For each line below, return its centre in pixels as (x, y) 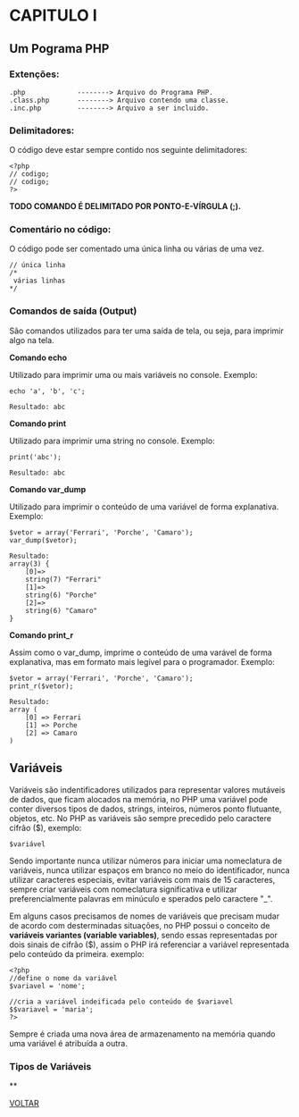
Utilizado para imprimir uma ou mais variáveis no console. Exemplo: (133, 374)
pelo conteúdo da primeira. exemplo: (77, 953)
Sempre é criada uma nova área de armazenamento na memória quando (142, 1034)
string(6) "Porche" (62, 595)
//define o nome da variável (63, 978)
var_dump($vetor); (43, 540)
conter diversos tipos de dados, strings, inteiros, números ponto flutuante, (145, 809)
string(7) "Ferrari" (63, 579)
